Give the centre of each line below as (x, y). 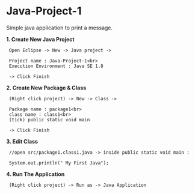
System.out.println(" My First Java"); (59, 163)
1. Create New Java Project (40, 39)
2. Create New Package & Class (46, 88)
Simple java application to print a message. (60, 28)
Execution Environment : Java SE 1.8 (56, 66)
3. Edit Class (22, 141)
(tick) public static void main (49, 120)
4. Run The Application (36, 174)
